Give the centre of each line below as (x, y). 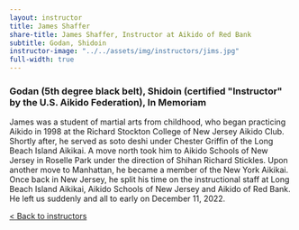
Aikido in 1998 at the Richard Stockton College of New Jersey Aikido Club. (147, 132)
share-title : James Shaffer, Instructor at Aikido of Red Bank (131, 34)
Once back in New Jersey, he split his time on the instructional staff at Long (149, 179)
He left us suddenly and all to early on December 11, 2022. (118, 198)
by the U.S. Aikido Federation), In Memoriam (108, 102)
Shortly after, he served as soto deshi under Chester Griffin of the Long (141, 142)
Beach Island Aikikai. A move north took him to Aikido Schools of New (139, 151)
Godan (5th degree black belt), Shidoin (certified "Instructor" (146, 91)
